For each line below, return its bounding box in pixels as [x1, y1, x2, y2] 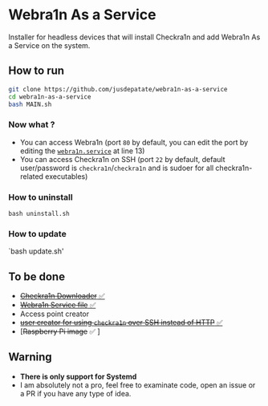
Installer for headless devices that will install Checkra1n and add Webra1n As [8, 32, 261, 42]
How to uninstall [8, 191, 74, 202]
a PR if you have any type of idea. [19, 388, 132, 398]
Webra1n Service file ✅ [19, 300, 96, 310]
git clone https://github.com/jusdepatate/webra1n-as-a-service [8, 85, 228, 93]
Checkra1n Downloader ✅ [19, 291, 106, 301]
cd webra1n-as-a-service [8, 92, 91, 101]
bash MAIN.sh [8, 100, 52, 108]
